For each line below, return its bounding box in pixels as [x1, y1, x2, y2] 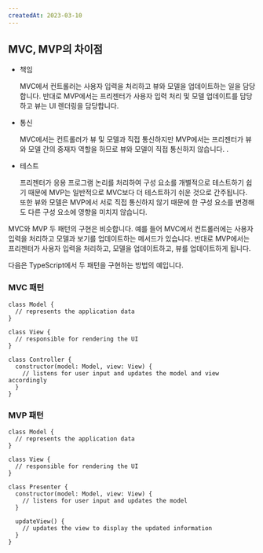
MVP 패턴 [8, 410, 45, 421]
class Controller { [8, 356, 72, 363]
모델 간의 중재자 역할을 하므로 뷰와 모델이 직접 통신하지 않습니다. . [27, 145, 229, 154]
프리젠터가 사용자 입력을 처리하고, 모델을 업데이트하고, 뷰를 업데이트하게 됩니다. [8, 244, 251, 253]
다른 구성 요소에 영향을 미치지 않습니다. [27, 208, 148, 217]
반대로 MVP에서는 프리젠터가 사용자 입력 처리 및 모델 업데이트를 [42, 91, 239, 101]
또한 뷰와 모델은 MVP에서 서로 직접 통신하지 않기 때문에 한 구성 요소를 [19, 197, 234, 207]
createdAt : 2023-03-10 [8, 11, 82, 20]
